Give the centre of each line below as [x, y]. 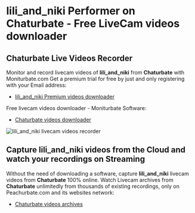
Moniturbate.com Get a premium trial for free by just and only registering [95, 79]
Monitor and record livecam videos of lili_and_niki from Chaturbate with [95, 72]
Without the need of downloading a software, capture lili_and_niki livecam [97, 173]
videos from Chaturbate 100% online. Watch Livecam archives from [90, 180]
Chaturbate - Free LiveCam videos [93, 24]
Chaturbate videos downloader [53, 120]
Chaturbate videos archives [49, 204]
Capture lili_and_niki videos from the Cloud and [96, 150]
